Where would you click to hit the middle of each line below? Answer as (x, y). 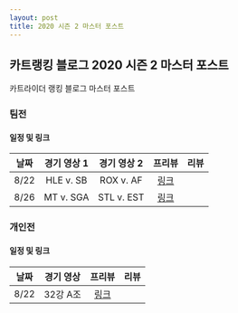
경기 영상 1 (66, 164)
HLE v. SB (67, 180)
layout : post (34, 18)
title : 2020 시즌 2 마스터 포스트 (67, 26)
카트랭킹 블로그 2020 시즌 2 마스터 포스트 (119, 65)
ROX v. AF (121, 180)
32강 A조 (62, 294)
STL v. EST (121, 197)
